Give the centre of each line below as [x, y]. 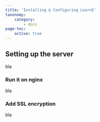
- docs [30, 24]
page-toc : [16, 29]
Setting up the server [39, 54]
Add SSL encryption [30, 104]
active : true [28, 34]
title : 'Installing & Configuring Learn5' [51, 10]
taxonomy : [16, 15]
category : [25, 19]
